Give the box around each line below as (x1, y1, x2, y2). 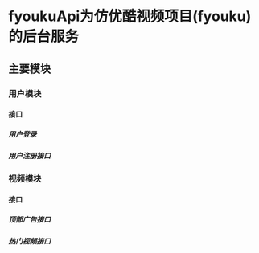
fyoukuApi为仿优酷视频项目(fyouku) (8, 7, 252, 26)
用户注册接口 (8, 151, 51, 161)
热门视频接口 (8, 236, 51, 246)
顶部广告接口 (8, 214, 51, 224)
